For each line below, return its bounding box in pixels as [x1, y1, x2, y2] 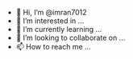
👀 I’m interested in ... [15, 16, 85, 26]
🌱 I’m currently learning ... [15, 25, 102, 33]
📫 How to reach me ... [15, 42, 91, 51]
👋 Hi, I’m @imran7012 [15, 8, 87, 17]
